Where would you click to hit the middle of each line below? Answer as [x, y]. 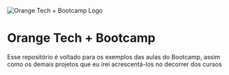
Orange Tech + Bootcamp [81, 38]
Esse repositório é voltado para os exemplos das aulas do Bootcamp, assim [114, 57]
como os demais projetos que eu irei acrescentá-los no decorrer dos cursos [114, 64]
